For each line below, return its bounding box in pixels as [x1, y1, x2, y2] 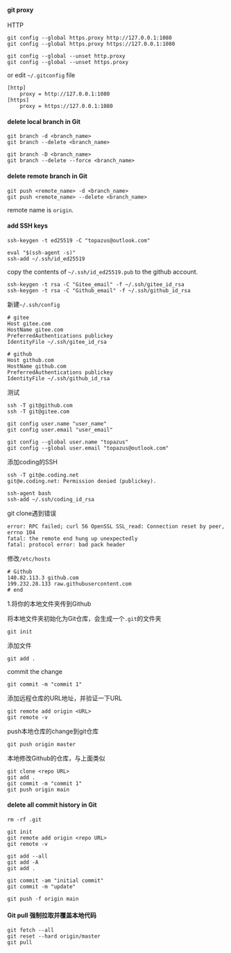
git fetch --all [7, 927, 54, 934]
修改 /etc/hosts [7, 554, 51, 562]
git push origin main [7, 786, 70, 793]
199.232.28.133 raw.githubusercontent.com [7, 580, 132, 588]
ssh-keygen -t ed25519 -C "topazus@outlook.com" [7, 237, 151, 244]
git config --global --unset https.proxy [7, 59, 129, 66]
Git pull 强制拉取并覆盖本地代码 [7, 911, 97, 919]
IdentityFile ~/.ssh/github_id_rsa [7, 375, 110, 382]
